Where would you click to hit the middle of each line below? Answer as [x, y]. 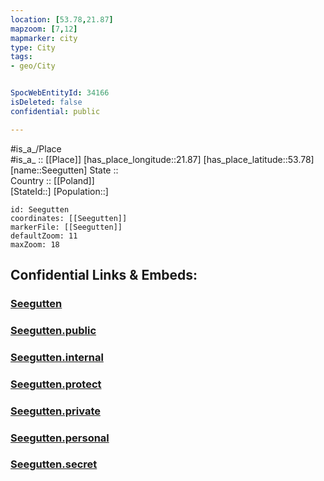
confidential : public [55, 111]
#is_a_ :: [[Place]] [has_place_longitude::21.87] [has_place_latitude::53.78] [162, 159]
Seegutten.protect [56, 384]
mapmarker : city [44, 38]
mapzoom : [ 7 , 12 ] [44, 29]
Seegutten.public [53, 330]
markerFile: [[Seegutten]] [66, 227]
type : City [33, 47]
